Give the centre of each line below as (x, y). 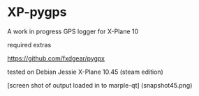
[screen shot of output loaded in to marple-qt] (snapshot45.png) (100, 85)
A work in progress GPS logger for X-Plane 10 (73, 31)
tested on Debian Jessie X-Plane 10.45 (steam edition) (86, 72)
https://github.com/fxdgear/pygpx (56, 58)
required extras (29, 45)
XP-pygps (37, 12)
